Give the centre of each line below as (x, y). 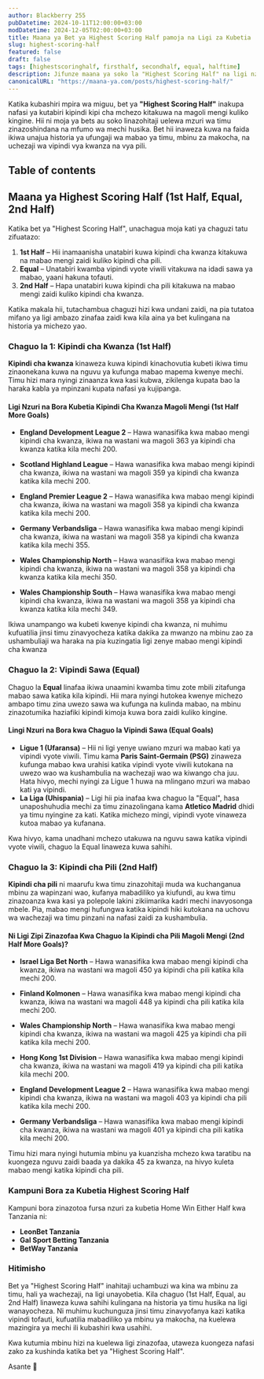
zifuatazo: (24, 236)
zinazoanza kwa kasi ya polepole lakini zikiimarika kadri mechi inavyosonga (130, 901)
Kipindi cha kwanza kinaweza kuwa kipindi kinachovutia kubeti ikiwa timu (128, 363)
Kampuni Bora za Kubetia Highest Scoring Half (99, 1191)
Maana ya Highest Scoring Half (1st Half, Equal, (125, 197)
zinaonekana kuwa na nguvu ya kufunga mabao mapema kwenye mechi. (126, 372)
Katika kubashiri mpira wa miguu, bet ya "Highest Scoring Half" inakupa (126, 104)
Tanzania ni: (27, 1216)
